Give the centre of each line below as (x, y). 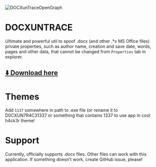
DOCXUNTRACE (39, 28)
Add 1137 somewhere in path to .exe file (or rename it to (62, 110)
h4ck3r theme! (20, 121)
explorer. (14, 57)
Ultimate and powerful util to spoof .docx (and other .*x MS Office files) (78, 41)
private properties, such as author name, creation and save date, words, (78, 46)
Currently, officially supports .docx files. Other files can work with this (76, 154)
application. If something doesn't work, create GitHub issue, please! (74, 160)
